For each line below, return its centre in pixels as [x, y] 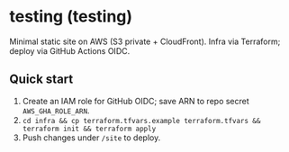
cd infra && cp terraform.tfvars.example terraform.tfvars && [141, 121]
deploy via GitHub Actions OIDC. [70, 50]
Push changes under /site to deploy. [91, 138]
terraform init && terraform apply [89, 129]
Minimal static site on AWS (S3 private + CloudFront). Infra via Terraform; [145, 41]
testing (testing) [71, 17]
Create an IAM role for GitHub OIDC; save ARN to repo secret [135, 101]
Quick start [41, 80]
